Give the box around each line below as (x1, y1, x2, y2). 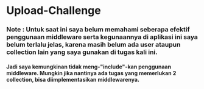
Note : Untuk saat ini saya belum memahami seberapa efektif (6, 25, 190, 34)
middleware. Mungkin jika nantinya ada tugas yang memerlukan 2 (6, 69, 177, 76)
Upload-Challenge (6, 4, 102, 18)
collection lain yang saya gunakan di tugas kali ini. (6, 48, 158, 56)
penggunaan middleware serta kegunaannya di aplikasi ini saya (6, 33, 198, 41)
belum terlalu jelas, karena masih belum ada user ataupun (6, 41, 181, 49)
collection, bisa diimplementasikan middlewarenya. (6, 76, 140, 83)
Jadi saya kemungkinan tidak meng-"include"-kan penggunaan (6, 63, 172, 70)
